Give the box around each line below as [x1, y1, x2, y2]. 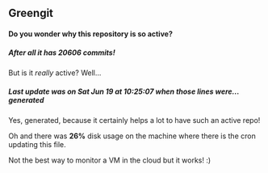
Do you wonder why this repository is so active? [8, 28, 174, 39]
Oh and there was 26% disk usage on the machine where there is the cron [8, 131, 256, 141]
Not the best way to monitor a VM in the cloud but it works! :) [8, 155, 211, 165]
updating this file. [8, 139, 66, 149]
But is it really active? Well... [8, 68, 102, 78]
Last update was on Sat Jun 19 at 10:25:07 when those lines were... [8, 86, 240, 96]
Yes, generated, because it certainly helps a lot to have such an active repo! [8, 115, 261, 124]
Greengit [8, 6, 54, 20]
